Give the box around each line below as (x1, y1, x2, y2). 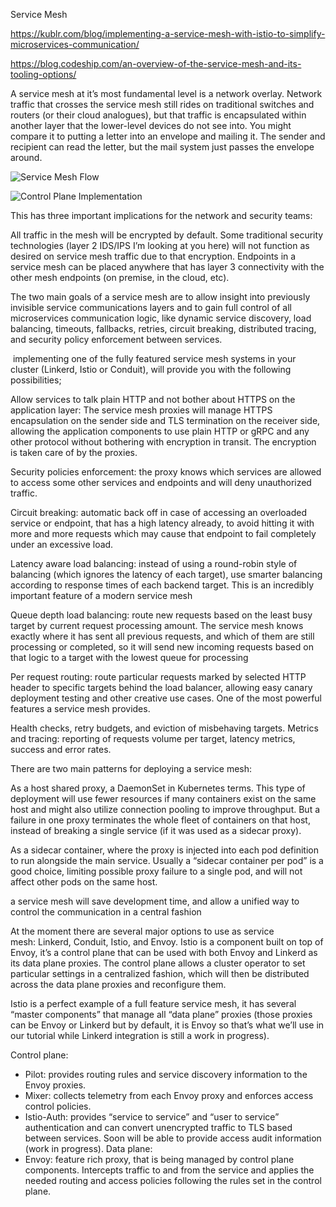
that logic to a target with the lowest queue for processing (10, 652, 249, 663)
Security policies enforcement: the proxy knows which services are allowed (10, 466, 322, 478)
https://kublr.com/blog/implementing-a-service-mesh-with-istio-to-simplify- (10, 28, 326, 39)
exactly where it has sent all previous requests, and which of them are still (10, 630, 315, 642)
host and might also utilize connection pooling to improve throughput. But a (10, 804, 321, 815)
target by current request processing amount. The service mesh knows (10, 620, 304, 631)
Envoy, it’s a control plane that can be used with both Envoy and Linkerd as (10, 947, 318, 958)
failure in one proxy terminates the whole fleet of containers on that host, (10, 814, 311, 826)
